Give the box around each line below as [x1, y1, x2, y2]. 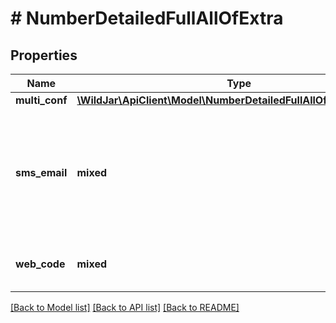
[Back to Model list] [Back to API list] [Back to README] [10, 302, 240, 313]
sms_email [15, 166, 68, 179]
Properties [10, 47, 78, 64]
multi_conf [15, 93, 68, 107]
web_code [15, 257, 66, 271]
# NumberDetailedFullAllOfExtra [10, 7, 284, 30]
